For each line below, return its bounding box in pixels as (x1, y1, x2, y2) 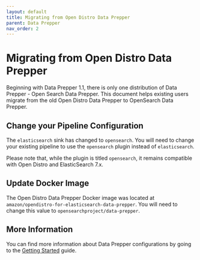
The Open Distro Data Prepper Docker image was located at (6, 194, 155, 201)
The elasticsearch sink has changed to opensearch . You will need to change (6, 136, 195, 144)
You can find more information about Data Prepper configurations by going (6, 240, 192, 247)
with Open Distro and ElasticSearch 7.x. (6, 161, 104, 168)
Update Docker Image (6, 178, 89, 189)
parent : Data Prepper (6, 20, 61, 26)
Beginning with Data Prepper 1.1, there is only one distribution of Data (6, 84, 177, 91)
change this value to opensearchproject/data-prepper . (6, 207, 140, 214)
